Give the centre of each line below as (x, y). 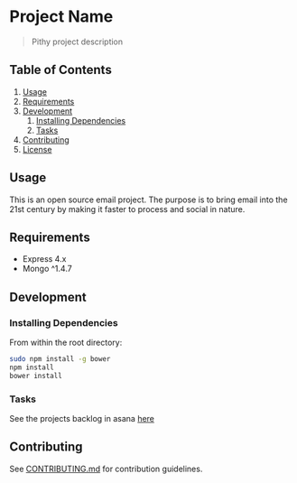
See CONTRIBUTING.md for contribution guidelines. (106, 469)
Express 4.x (44, 259)
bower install (36, 376)
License (37, 149)
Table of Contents (61, 70)
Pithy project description (77, 42)
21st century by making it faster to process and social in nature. (127, 209)
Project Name (61, 17)
